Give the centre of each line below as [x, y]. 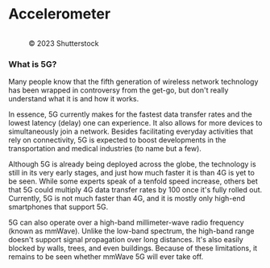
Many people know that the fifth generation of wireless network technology [133, 82]
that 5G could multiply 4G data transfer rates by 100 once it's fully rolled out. [135, 190]
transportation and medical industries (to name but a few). [105, 149]
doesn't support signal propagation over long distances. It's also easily [126, 240]
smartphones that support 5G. [58, 207]
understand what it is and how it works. [74, 99]
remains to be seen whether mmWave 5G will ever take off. [106, 257]
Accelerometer [60, 14]
